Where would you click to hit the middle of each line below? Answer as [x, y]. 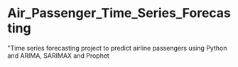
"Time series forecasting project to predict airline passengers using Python [117, 48]
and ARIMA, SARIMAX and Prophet [59, 56]
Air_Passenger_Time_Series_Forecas [119, 13]
